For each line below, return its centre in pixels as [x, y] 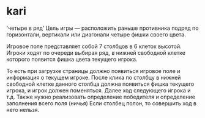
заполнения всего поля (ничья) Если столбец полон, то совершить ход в [102, 103]
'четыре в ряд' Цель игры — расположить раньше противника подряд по [102, 28]
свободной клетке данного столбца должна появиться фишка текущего [100, 84]
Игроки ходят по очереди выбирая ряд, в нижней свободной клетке [96, 52]
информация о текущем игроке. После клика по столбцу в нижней [94, 77]
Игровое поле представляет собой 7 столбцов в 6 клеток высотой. [94, 46]
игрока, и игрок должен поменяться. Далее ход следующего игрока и [99, 90]
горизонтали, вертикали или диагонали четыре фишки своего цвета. [96, 34]
